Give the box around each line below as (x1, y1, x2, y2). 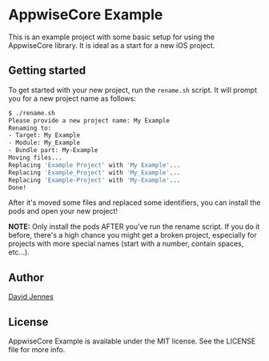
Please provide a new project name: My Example (8, 116, 171, 125)
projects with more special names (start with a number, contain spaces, (8, 239, 244, 249)
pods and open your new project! (8, 207, 118, 216)
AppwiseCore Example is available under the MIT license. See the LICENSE (8, 336, 256, 346)
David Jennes (8, 292, 54, 302)
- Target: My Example (8, 131, 81, 139)
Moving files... (8, 154, 62, 162)
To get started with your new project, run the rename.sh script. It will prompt (8, 85, 258, 94)
